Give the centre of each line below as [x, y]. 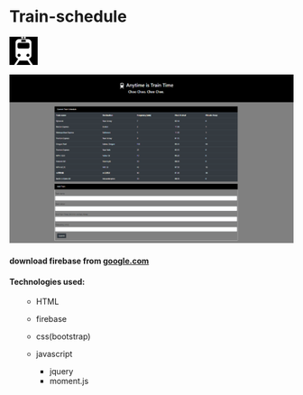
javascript [54, 354]
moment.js [69, 381]
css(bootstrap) [63, 336]
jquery [61, 372]
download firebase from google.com [79, 261]
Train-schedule [69, 17]
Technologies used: [47, 281]
